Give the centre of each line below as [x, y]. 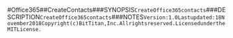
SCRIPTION [24, 17]
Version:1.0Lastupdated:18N [184, 18]
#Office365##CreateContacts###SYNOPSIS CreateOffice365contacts [107, 10]
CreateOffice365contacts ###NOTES [91, 17]
